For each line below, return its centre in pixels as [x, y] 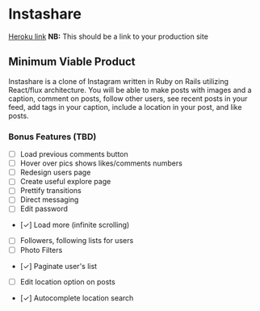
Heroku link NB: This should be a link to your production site [108, 36]
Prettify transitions [51, 191]
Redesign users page [55, 172]
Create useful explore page [65, 182]
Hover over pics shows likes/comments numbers [101, 163]
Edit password [44, 209]
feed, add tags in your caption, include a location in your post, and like [125, 107]
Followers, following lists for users [77, 241]
